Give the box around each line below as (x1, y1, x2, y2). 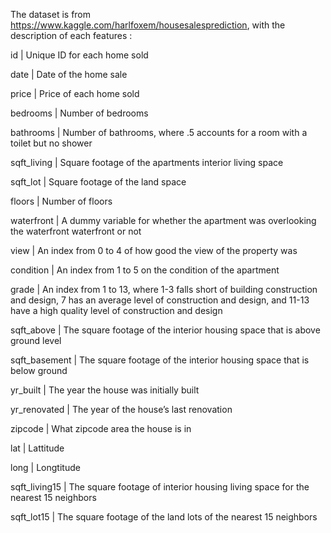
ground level (10, 335, 62, 346)
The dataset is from (10, 9, 92, 20)
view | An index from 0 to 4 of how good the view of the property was (10, 245, 298, 256)
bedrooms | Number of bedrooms (10, 107, 149, 119)
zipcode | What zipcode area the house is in (10, 423, 192, 434)
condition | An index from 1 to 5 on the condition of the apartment (10, 264, 280, 276)
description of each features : (10, 30, 133, 41)
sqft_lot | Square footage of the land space (10, 176, 187, 188)
